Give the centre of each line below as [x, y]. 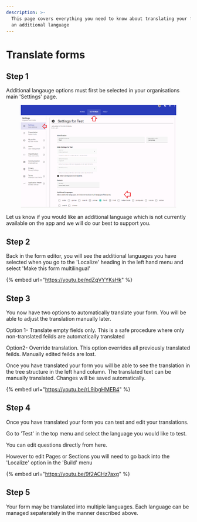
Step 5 [18, 492]
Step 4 [18, 408]
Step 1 [18, 76]
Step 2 [18, 242]
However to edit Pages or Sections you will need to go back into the [88, 456]
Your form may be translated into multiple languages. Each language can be [98, 507]
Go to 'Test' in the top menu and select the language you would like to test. [96, 433]
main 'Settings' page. [32, 97]
